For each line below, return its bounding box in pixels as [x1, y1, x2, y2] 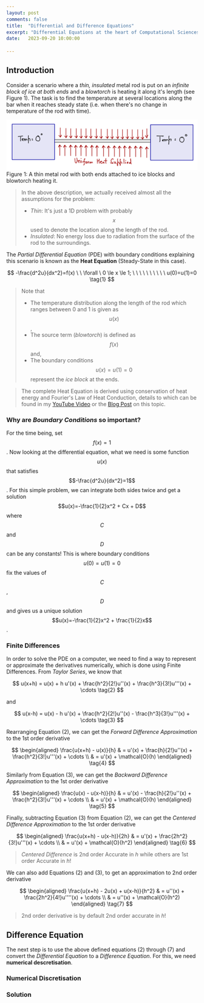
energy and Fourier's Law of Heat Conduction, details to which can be [21, 393, 197, 401]
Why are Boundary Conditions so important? [6, 415, 141, 424]
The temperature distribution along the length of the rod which [30, 299, 187, 306]
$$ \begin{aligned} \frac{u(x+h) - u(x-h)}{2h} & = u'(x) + [16, 832, 158, 840]
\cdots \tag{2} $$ [80, 686, 124, 694]
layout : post [6, 10, 39, 16]
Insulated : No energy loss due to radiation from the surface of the [30, 232, 195, 240]
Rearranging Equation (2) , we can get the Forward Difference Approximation [6, 728, 197, 736]
